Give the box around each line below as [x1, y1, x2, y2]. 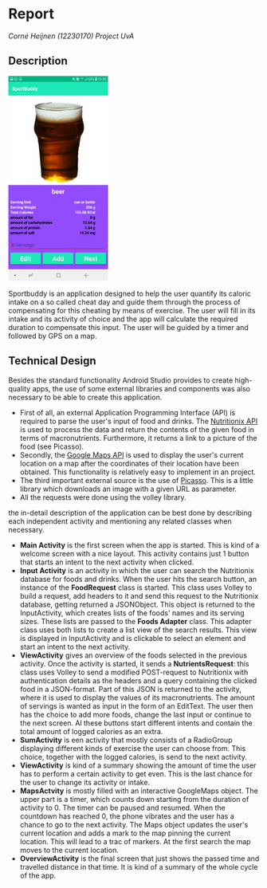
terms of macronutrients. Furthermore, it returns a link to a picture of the [19, 433, 257, 442]
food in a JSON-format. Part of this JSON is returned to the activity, [19, 684, 241, 694]
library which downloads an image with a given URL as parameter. [19, 484, 238, 493]
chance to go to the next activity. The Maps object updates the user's [19, 819, 249, 829]
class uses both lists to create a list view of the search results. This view [19, 625, 257, 635]
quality [8, 383, 31, 393]
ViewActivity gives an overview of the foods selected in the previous [19, 650, 248, 660]
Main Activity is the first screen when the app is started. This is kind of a [19, 540, 260, 550]
